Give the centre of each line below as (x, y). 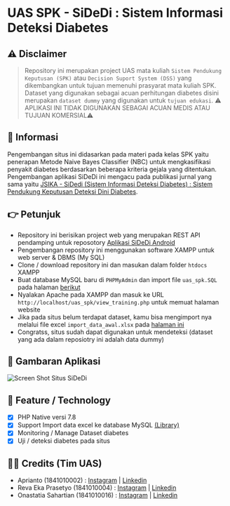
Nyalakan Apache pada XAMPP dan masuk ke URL (91, 294)
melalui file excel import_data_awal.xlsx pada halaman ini (101, 324)
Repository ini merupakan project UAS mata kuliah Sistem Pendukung (123, 71)
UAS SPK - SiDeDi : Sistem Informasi (115, 13)
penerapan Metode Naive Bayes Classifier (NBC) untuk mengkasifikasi (109, 161)
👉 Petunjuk (34, 214)
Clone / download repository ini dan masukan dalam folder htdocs (112, 265)
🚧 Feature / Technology (59, 400)
